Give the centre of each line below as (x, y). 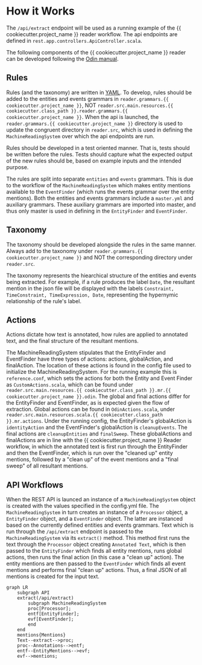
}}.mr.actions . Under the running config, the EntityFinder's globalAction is (99, 421)
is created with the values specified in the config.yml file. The (83, 506)
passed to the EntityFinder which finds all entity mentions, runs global (94, 551)
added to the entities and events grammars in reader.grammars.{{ (87, 98)
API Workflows (35, 485)
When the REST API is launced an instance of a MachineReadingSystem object (101, 500)
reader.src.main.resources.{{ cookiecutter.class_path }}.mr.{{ (89, 391)
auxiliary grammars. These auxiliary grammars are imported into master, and (101, 204)
